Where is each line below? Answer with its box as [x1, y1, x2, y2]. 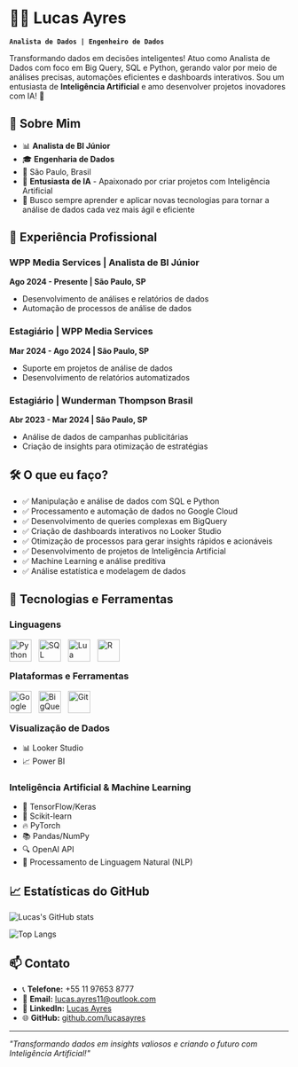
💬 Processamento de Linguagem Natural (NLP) [21, 857, 193, 867]
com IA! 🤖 [9, 90, 45, 101]
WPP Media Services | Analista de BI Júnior [9, 256, 200, 269]
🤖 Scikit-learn [21, 811, 73, 821]
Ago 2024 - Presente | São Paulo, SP [9, 277, 146, 287]
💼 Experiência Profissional [9, 230, 158, 245]
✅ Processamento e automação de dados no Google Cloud [21, 506, 238, 516]
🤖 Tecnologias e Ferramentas [9, 592, 174, 607]
